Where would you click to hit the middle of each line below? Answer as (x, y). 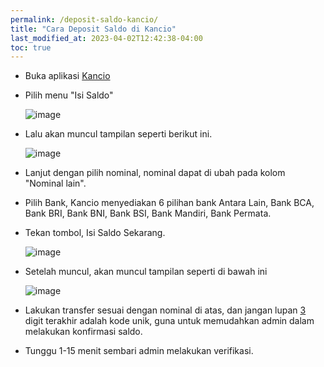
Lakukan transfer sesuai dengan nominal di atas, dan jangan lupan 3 (165, 310)
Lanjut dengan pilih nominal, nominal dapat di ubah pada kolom (155, 173)
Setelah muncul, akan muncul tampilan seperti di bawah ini (146, 272)
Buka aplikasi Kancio (67, 76)
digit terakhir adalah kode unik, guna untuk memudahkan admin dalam (169, 321)
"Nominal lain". (55, 183)
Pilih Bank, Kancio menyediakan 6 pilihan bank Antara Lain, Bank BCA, (169, 203)
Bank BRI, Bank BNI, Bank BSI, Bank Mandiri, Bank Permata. (148, 213)
